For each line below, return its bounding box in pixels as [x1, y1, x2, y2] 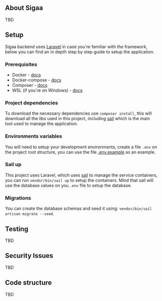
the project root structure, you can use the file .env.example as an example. [5, 149, 156, 155]
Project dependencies [5, 99, 58, 106]
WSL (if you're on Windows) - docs [12, 87, 83, 93]
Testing [5, 225, 29, 233]
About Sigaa [5, 4, 43, 12]
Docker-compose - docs [12, 77, 62, 83]
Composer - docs [12, 82, 48, 88]
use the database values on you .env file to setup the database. [5, 182, 132, 188]
